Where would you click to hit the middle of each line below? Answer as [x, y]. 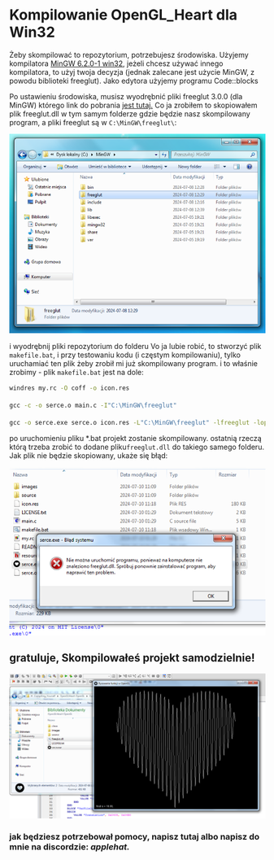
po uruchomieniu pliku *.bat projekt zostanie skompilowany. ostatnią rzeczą [136, 438]
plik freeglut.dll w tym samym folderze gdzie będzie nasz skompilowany [130, 114]
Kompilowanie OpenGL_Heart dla [124, 15]
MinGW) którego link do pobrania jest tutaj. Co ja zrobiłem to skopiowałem [133, 105]
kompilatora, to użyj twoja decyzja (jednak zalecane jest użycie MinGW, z [132, 72]
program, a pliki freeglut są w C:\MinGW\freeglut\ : [93, 122]
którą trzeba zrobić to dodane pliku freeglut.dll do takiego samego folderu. [137, 447]
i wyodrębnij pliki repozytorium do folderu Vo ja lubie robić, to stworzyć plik [135, 347]
